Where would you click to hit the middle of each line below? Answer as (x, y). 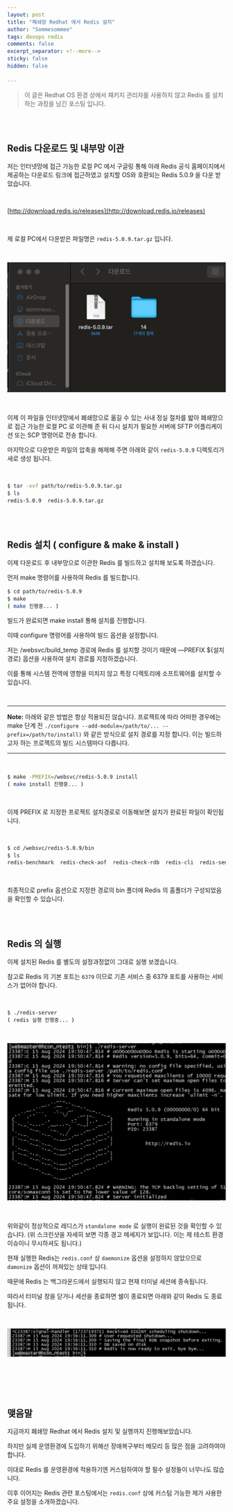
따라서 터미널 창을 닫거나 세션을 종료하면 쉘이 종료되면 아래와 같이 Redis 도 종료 (115, 1297)
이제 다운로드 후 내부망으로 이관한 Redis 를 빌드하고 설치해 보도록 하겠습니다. (111, 563)
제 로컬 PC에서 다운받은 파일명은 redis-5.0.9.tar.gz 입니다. (90, 239)
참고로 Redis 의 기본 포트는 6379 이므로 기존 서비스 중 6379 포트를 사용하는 (109, 977)
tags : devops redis (35, 37)
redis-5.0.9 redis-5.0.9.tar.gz (55, 500)
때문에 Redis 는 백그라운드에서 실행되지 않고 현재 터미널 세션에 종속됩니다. (107, 1281)
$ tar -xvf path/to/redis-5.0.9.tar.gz (65, 486)
